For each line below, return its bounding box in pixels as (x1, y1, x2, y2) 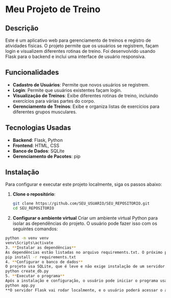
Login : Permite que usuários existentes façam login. (12, 87, 122, 93)
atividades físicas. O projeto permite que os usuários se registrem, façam (5, 43, 159, 49)
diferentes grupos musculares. (12, 108, 77, 115)
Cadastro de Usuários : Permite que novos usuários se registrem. (12, 81, 150, 87)
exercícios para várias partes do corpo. (12, 98, 95, 104)
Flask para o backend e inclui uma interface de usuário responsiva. (5, 53, 146, 59)
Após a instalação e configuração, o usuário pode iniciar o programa (5, 278, 158, 283)
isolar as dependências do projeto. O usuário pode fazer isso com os (12, 220, 158, 227)
